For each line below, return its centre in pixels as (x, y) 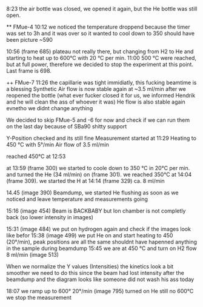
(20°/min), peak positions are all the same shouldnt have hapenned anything (102, 242)
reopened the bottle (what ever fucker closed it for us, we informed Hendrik (101, 95)
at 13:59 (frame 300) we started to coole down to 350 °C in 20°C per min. (98, 168)
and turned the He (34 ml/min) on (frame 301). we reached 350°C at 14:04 (99, 174)
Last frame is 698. (29, 71)
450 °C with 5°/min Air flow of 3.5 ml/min (58, 144)
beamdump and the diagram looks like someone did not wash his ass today (100, 279)
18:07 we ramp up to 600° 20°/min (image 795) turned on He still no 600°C (100, 291)
